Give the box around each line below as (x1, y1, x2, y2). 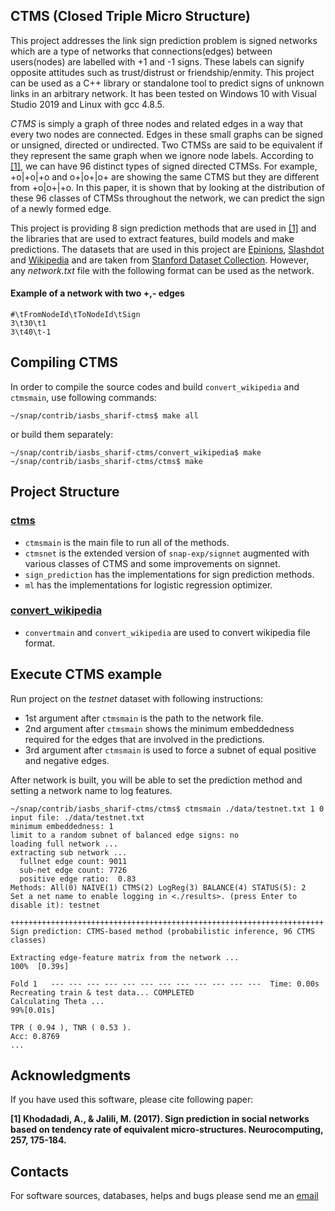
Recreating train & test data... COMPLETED (10, 987, 195, 998)
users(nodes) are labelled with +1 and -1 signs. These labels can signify (10, 55, 305, 68)
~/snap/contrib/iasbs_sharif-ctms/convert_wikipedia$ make (10, 447, 262, 458)
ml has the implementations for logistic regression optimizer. (24, 579, 273, 591)
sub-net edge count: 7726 (19, 865, 128, 875)
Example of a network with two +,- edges (10, 287, 185, 299)
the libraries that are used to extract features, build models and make (10, 232, 295, 244)
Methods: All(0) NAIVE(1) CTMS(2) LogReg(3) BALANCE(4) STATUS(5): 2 (10, 882, 307, 893)
